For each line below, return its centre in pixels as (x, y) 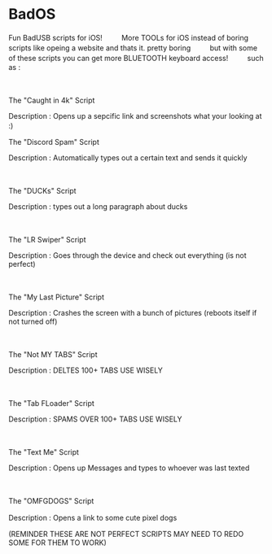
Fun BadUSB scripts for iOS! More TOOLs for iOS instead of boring (129, 37)
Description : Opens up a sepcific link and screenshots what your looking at (135, 116)
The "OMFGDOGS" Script (51, 500)
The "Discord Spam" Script (54, 142)
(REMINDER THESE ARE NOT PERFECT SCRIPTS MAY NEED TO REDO (126, 534)
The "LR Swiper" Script (48, 239)
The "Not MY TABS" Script (53, 354)
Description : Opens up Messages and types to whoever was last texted (129, 468)
